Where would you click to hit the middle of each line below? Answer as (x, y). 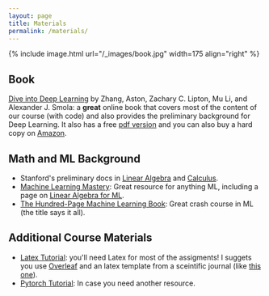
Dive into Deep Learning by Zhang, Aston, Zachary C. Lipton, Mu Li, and (128, 99)
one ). (29, 274)
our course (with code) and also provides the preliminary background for (129, 116)
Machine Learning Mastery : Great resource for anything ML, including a (139, 186)
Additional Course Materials (80, 238)
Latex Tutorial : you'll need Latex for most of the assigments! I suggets (136, 257)
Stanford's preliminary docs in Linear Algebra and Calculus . (119, 178)
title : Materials (38, 23)
